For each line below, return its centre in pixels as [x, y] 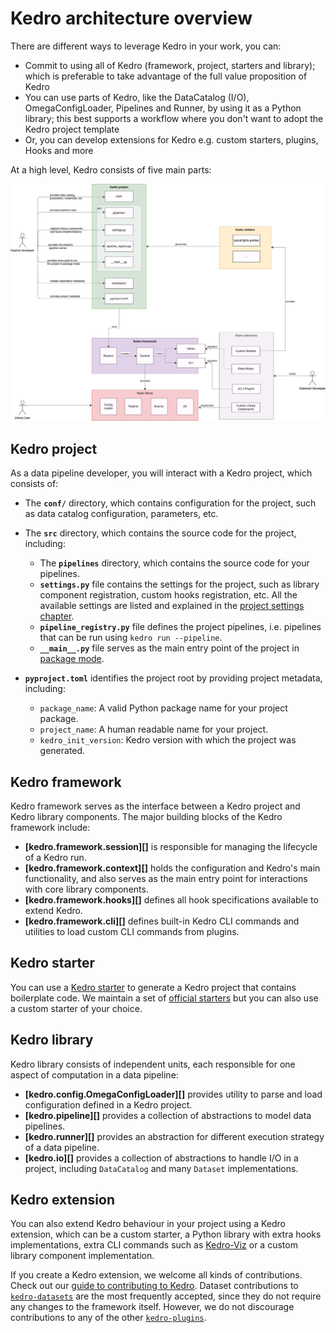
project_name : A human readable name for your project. [154, 729]
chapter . [57, 616]
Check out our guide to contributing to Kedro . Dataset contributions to [154, 1286]
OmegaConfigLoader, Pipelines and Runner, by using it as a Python [163, 108]
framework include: [50, 828]
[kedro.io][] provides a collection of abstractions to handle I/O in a [161, 1158]
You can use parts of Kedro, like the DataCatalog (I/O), [137, 97]
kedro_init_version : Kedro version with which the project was [168, 740]
